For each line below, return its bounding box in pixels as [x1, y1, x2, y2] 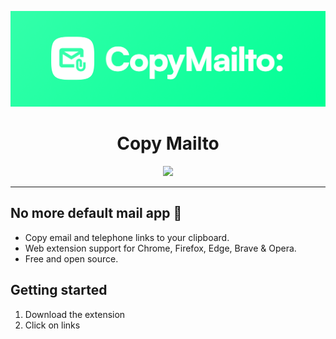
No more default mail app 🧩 [10, 205, 183, 222]
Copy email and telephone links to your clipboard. [24, 231, 230, 243]
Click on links [24, 319, 81, 331]
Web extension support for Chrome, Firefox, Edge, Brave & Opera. [24, 242, 297, 254]
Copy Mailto [116, 132, 220, 155]
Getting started [10, 282, 108, 299]
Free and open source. [24, 252, 119, 265]
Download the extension [24, 308, 126, 320]
